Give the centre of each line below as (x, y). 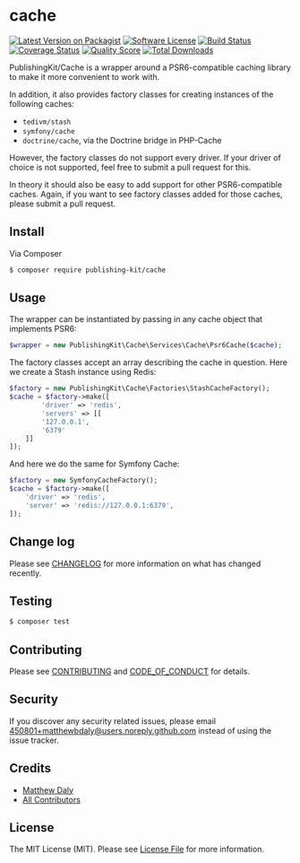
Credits (30, 768)
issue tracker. (34, 740)
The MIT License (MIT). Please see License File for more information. (137, 850)
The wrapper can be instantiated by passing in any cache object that (136, 319)
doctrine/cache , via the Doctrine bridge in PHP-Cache (122, 140)
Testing (31, 601)
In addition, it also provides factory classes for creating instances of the (141, 94)
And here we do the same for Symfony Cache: (94, 464)
